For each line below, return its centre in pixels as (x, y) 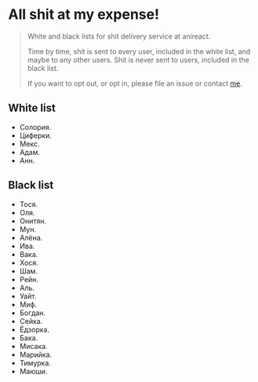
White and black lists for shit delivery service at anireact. (119, 36)
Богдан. (32, 313)
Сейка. (31, 321)
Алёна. (31, 237)
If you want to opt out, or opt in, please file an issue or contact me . (135, 83)
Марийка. (36, 354)
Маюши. (33, 371)
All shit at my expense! (84, 15)
